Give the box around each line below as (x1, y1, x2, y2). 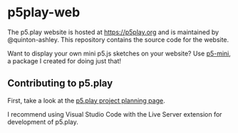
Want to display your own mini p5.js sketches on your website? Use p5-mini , (7, 49, 232, 58)
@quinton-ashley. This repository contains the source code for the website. (7, 35, 229, 43)
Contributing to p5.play (7, 78, 113, 90)
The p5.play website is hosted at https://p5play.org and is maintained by (7, 28, 219, 36)
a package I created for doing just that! (7, 56, 122, 65)
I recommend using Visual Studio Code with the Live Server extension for (7, 110, 222, 118)
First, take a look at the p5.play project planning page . (7, 96, 165, 105)
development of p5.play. (7, 117, 78, 126)
